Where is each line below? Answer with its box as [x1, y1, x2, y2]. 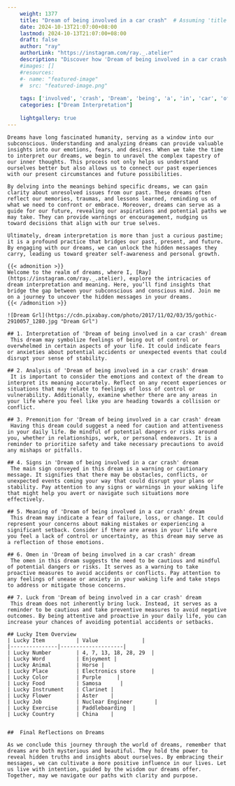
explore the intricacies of [129, 275, 211, 282]
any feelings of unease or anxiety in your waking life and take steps [7, 576, 220, 583]
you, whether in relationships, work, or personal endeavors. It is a [7, 434, 218, 442]
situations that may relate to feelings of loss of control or [7, 385, 196, 393]
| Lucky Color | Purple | [7, 674, 120, 681]
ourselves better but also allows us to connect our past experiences [7, 164, 218, 172]
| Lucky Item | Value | [7, 637, 145, 644]
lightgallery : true [20, 114, 77, 121]
